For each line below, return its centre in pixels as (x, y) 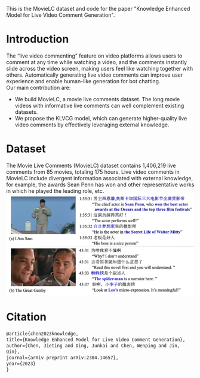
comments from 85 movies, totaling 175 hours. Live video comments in (93, 172)
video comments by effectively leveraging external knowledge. (92, 125)
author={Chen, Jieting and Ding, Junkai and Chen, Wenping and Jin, (93, 346)
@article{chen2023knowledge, (42, 334)
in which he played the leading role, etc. (55, 190)
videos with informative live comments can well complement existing (99, 105)
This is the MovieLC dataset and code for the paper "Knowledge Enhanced (98, 9)
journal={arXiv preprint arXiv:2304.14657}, (62, 358)
